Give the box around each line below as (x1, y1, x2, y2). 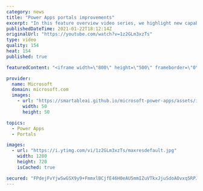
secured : (6, 175, 28, 181)
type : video (6, 37, 36, 43)
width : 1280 (17, 153, 47, 160)
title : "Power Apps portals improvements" (6, 14, 115, 20)
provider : (6, 75, 31, 81)
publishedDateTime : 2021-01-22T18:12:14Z (6, 25, 112, 32)
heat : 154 (6, 48, 31, 54)
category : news (6, 8, 45, 15)
